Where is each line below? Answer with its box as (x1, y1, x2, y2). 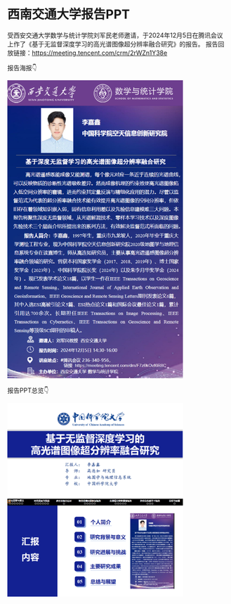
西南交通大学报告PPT (7, 6, 130, 23)
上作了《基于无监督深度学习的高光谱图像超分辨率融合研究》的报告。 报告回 (7, 39, 225, 48)
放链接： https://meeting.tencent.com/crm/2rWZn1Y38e (7, 49, 168, 57)
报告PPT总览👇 (7, 386, 49, 394)
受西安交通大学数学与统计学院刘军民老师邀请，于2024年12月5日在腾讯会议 (7, 31, 223, 39)
